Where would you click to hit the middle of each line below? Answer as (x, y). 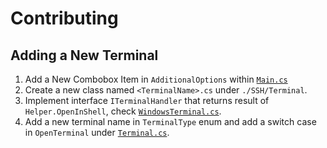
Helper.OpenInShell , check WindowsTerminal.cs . (123, 111)
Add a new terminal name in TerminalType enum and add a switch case (170, 121)
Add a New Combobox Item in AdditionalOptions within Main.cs (156, 79)
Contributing (64, 18)
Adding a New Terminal (84, 55)
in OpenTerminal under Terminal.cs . (97, 132)
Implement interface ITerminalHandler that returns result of (147, 100)
